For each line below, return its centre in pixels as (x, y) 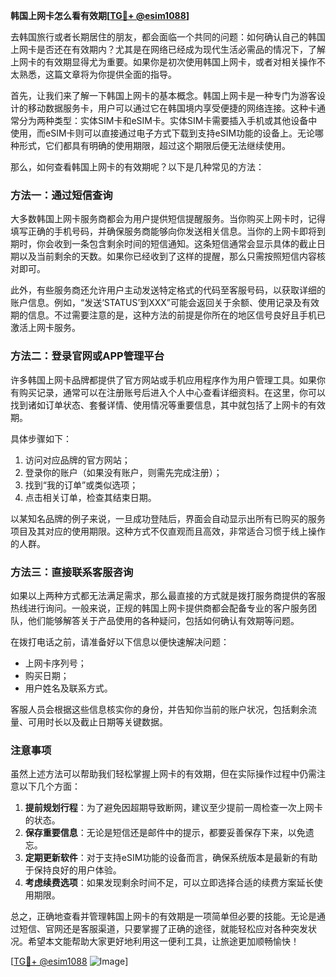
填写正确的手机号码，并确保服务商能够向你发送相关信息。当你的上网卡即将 (163, 231)
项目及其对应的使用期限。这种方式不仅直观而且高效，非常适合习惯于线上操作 (168, 531)
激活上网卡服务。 (45, 328)
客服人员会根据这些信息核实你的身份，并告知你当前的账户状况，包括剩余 (159, 709)
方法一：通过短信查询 (61, 195)
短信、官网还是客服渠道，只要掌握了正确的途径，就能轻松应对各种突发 (163, 929)
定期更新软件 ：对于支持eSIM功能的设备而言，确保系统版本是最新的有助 (171, 858)
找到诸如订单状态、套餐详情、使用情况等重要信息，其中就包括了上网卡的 (159, 405)
